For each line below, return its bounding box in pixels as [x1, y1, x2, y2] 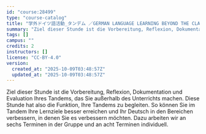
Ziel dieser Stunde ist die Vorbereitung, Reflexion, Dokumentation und [6, 88, 183, 95]
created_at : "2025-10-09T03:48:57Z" [12, 65, 105, 72]
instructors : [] [6, 49, 48, 55]
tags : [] [6, 32, 29, 38]
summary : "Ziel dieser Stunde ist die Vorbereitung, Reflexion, [6, 26, 174, 32]
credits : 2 [6, 43, 34, 50]
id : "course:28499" [6, 9, 56, 15]
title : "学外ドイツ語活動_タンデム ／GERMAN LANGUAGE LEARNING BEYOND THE [6, 20, 189, 26]
